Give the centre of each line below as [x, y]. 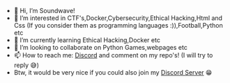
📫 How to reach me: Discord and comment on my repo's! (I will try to [113, 55]
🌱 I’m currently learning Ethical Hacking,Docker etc [87, 40]
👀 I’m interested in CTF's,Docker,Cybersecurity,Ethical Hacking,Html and [118, 18]
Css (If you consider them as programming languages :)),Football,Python [118, 25]
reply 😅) [26, 65]
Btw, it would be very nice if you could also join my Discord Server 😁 [113, 72]
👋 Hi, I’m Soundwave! [44, 11]
